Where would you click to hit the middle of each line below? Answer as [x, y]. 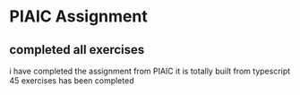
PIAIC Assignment [78, 17]
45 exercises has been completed [72, 81]
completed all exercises [77, 50]
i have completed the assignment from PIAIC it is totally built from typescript [150, 71]
